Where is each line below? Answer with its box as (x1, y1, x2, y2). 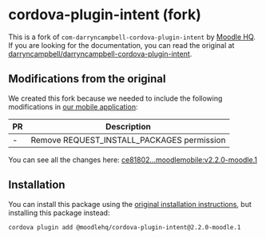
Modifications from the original (8, 72, 166, 86)
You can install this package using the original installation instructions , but (8, 199, 252, 209)
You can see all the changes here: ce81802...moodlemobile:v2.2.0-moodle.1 (8, 154, 258, 165)
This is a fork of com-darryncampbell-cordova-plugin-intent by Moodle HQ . (8, 32, 256, 42)
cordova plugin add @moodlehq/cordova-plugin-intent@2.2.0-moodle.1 (8, 223, 241, 231)
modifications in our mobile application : (8, 102, 138, 111)
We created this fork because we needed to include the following (8, 94, 223, 103)
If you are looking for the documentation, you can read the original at (8, 40, 235, 50)
